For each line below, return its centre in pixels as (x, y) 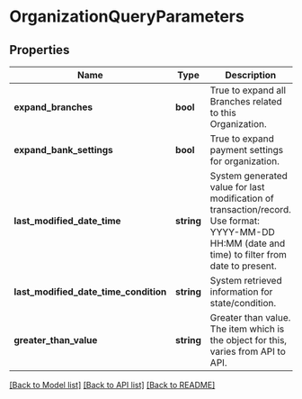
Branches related (246, 101)
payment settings (247, 150)
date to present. (243, 266)
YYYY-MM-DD (243, 232)
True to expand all (248, 90)
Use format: (235, 221)
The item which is (247, 329)
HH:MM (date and (248, 243)
